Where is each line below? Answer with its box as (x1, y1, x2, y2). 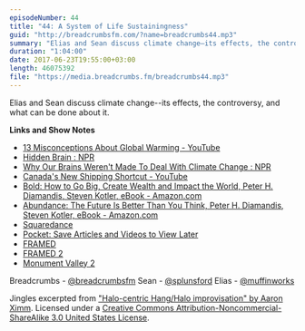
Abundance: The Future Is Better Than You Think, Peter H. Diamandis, (22, 200, 284, 210)
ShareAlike (9, 312, 50, 323)
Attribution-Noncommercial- (175, 302, 282, 313)
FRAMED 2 (22, 248, 64, 258)
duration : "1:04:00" (9, 47, 88, 56)
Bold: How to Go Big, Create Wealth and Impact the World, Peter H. (22, 180, 274, 191)
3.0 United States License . (51, 312, 150, 323)
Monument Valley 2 (22, 258, 95, 268)
